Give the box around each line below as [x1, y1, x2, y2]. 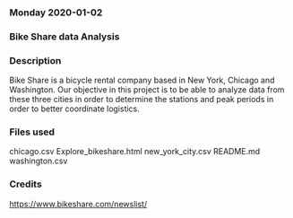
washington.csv [9, 155, 68, 167]
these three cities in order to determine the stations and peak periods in [9, 94, 274, 105]
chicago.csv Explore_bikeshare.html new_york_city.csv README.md [9, 146, 261, 157]
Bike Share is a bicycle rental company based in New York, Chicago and [9, 74, 275, 86]
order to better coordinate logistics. [9, 103, 141, 114]
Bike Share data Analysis [9, 30, 120, 42]
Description [9, 54, 62, 66]
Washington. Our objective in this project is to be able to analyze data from [9, 84, 285, 95]
